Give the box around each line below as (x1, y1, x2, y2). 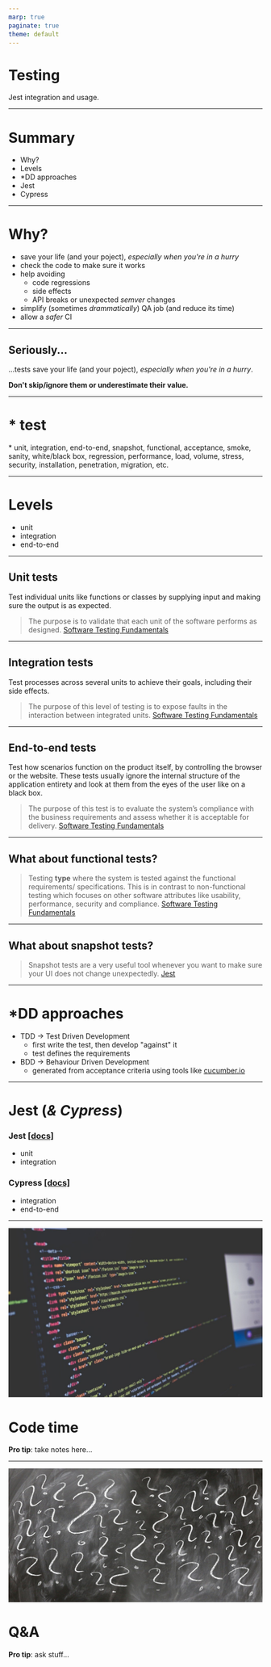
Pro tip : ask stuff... (8, 1649, 70, 1659)
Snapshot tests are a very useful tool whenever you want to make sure (27, 959, 263, 969)
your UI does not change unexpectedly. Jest (27, 968, 176, 978)
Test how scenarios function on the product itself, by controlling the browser (8, 762, 263, 772)
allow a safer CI (19, 312, 73, 322)
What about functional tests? (8, 852, 158, 866)
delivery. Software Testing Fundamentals (27, 821, 165, 831)
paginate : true (8, 21, 60, 30)
